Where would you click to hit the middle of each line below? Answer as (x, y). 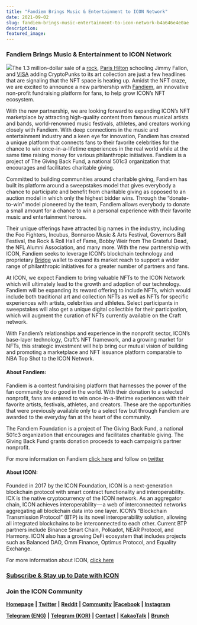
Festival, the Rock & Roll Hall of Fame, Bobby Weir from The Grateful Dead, (97, 241)
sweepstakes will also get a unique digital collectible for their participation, (97, 310)
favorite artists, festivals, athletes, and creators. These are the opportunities (98, 404)
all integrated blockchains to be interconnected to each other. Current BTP (97, 523)
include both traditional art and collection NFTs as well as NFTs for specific (97, 296)
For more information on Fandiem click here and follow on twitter (85, 459)
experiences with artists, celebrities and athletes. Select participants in (92, 303)
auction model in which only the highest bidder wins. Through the (86, 198)
